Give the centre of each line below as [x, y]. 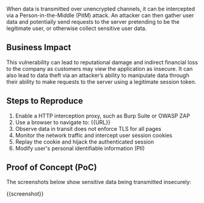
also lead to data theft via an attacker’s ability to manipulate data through [98, 75]
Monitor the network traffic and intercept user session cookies [94, 135]
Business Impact [39, 47]
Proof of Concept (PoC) [52, 168]
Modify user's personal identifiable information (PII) [80, 148]
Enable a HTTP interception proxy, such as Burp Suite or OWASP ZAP [103, 116]
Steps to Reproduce [45, 101]
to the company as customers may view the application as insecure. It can [100, 68]
